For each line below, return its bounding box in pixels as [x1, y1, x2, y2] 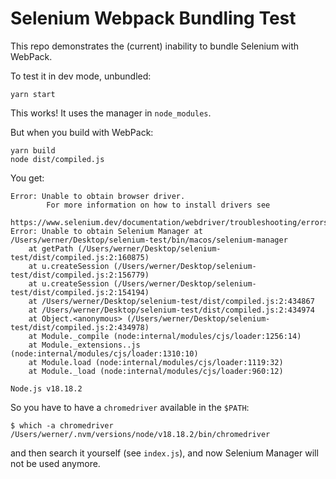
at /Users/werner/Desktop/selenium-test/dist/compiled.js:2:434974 [28, 305, 315, 315]
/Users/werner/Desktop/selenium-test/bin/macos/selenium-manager [10, 235, 288, 245]
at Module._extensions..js [28, 340, 141, 350]
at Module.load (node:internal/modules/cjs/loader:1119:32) [28, 357, 284, 367]
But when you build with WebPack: [10, 126, 154, 138]
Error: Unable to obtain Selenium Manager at [10, 226, 203, 236]
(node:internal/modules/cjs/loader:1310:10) [10, 348, 199, 359]
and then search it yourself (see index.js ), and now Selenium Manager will [10, 447, 319, 459]
